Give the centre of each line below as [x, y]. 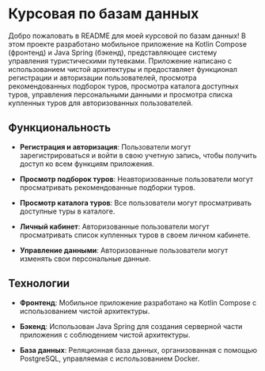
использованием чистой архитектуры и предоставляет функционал [123, 69]
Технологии [39, 284]
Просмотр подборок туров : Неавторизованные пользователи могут [136, 179]
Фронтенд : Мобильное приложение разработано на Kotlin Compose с [138, 302]
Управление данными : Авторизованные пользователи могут [124, 250]
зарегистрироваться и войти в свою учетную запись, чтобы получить [138, 155]
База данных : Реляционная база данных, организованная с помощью [138, 350]
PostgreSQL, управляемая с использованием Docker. [110, 358]
